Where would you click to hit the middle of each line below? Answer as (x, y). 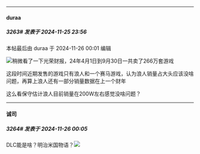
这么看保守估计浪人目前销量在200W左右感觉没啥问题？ (74, 94)
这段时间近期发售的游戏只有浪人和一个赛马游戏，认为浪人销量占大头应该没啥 (100, 73)
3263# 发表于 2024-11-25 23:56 (47, 32)
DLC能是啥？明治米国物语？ (40, 145)
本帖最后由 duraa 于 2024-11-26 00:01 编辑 (59, 48)
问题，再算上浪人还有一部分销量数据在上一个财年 (66, 81)
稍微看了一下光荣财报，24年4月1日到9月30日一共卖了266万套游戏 (93, 61)
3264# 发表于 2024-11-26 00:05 (47, 128)
